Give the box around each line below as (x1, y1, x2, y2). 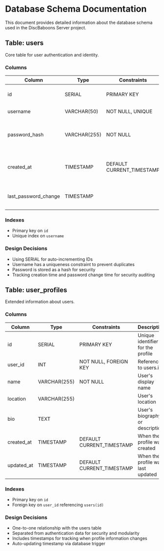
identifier (137, 338, 159, 345)
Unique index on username (12, 233, 64, 239)
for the (137, 344, 153, 351)
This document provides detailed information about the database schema (5, 20, 153, 25)
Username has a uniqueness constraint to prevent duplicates (12, 261, 135, 267)
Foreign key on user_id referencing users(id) (12, 502, 104, 508)
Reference (137, 358, 162, 365)
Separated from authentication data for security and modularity (12, 531, 140, 536)
